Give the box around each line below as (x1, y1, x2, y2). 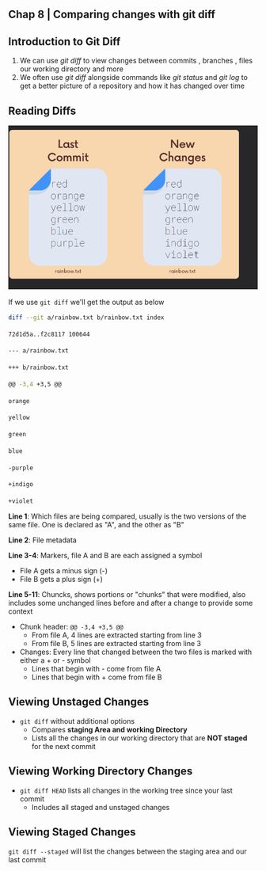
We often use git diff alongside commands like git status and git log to (19, 73, 248, 82)
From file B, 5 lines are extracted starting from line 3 (31, 639, 202, 648)
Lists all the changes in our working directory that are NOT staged (31, 733, 248, 743)
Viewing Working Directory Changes (8, 765, 193, 778)
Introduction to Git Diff (8, 35, 121, 48)
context (8, 607, 33, 616)
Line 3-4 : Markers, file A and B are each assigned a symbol (8, 551, 203, 561)
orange (8, 397, 30, 405)
